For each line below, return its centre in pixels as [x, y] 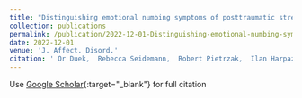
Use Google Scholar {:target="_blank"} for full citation [108, 84]
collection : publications [58, 26]
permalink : [30, 34]
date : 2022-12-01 [42, 42]
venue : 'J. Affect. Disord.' [64, 51]
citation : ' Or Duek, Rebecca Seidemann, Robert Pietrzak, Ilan [138, 59]
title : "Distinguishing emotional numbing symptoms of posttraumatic [142, 17]
